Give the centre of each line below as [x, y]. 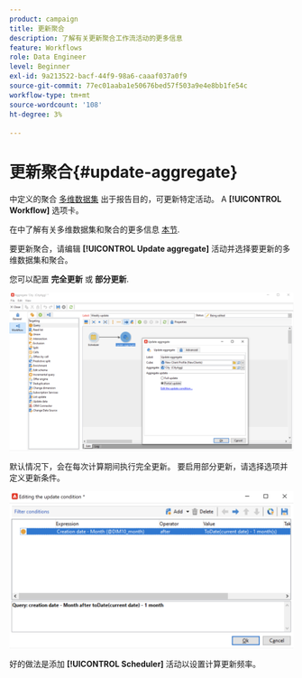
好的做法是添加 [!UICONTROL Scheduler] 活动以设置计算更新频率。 [135, 664]
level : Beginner [40, 67]
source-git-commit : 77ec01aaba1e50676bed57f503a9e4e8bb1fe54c [128, 86]
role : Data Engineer [48, 57]
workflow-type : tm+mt [50, 95]
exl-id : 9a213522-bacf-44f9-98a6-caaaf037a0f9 [98, 77]
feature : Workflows [46, 48]
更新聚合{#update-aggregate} [124, 172]
